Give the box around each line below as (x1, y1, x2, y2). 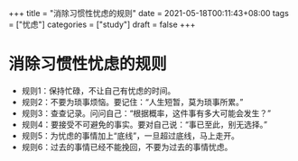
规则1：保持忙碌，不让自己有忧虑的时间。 (21, 85, 176, 96)
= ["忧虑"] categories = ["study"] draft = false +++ (8, 19, 196, 30)
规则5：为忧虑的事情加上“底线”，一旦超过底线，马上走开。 (21, 130, 240, 141)
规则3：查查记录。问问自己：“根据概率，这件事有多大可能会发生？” (21, 107, 272, 119)
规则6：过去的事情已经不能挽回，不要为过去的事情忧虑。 (21, 141, 233, 152)
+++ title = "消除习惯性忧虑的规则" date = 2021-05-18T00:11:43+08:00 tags (8, 8, 290, 18)
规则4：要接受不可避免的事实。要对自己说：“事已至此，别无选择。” (21, 119, 268, 130)
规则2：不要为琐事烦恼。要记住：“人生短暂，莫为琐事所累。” (21, 96, 244, 107)
